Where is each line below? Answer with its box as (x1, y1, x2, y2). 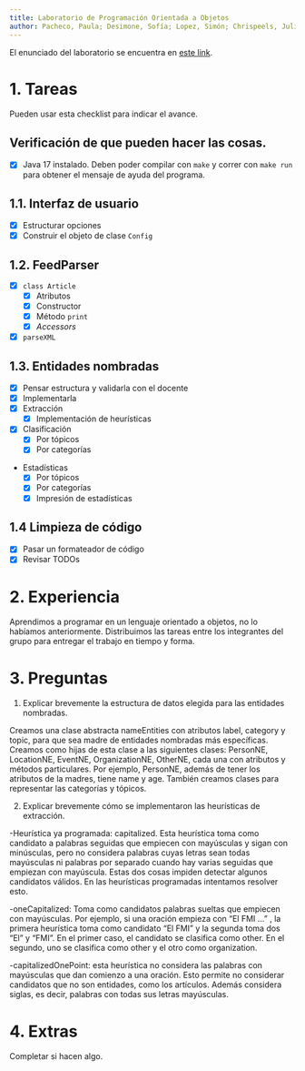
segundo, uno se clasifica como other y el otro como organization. (9, 943, 258, 954)
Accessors (35, 321, 77, 332)
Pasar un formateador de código (22, 543, 145, 555)
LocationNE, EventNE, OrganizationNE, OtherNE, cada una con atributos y (9, 754, 286, 765)
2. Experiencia (9, 586, 120, 607)
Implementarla (22, 393, 77, 404)
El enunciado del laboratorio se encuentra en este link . (9, 46, 213, 57)
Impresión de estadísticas (35, 492, 133, 503)
